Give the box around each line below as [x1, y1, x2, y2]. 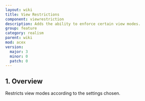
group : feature [5, 26, 37, 31]
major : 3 [10, 49, 28, 54]
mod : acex [5, 40, 26, 45]
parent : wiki [5, 35, 33, 40]
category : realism [5, 30, 44, 35]
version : [5, 44, 24, 49]
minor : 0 [10, 53, 28, 59]
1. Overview [5, 77, 43, 85]
